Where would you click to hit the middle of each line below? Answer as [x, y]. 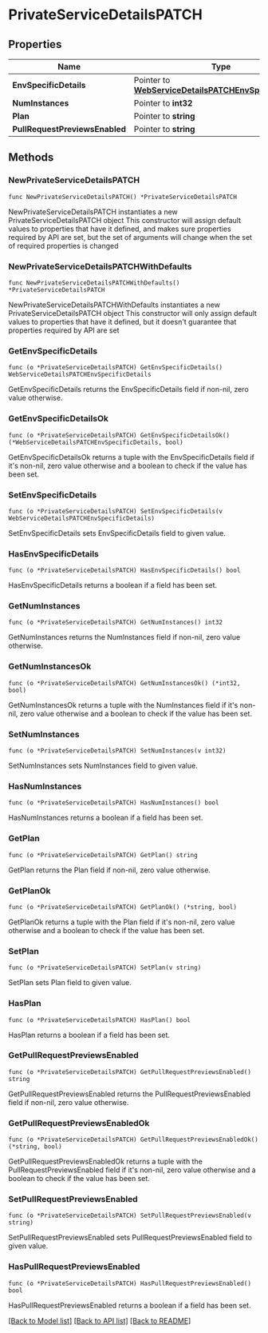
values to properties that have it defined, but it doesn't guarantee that [122, 321]
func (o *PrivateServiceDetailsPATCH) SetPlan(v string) [105, 968]
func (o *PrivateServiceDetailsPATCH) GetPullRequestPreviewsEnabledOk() [134, 1140]
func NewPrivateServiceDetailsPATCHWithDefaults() [94, 283]
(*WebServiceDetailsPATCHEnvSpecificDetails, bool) [96, 442]
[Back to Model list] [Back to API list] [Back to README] [100, 1320]
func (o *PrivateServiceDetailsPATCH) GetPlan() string [103, 855]
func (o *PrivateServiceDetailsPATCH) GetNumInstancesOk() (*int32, [124, 683]
